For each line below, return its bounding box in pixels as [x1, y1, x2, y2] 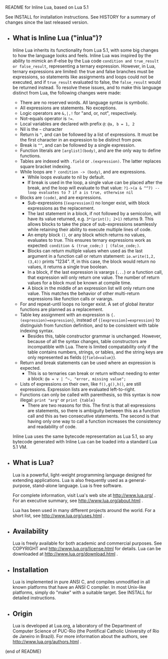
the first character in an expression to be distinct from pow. [20, 136, 142, 142]
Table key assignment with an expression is [20, 311, 110, 317]
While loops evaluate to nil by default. [27, 174, 105, 180]
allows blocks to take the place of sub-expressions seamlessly [27, 221, 157, 227]
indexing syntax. [20, 327, 54, 334]
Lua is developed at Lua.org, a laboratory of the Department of [12, 623, 142, 629]
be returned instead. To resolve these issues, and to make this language [12, 84, 161, 90]
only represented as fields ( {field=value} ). [27, 354, 116, 360]
